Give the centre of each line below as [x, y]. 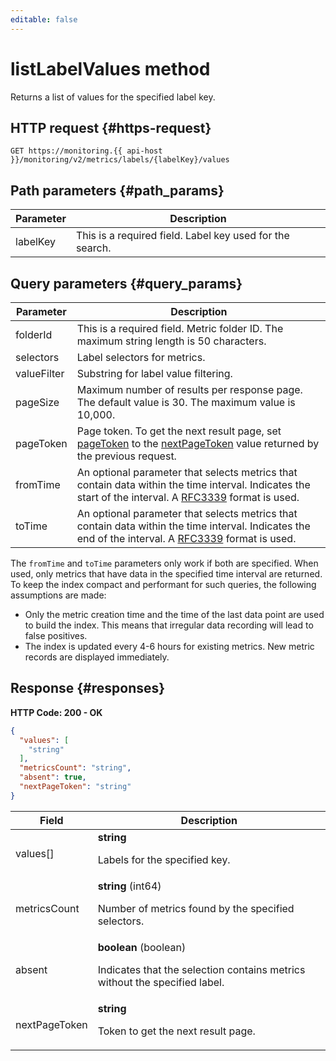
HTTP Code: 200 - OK [56, 712]
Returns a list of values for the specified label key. [113, 97]
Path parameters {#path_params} [117, 190]
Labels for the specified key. [164, 859]
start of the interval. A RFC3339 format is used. [188, 497]
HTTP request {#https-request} [111, 127]
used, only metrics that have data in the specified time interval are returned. [166, 574]
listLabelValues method [110, 68]
